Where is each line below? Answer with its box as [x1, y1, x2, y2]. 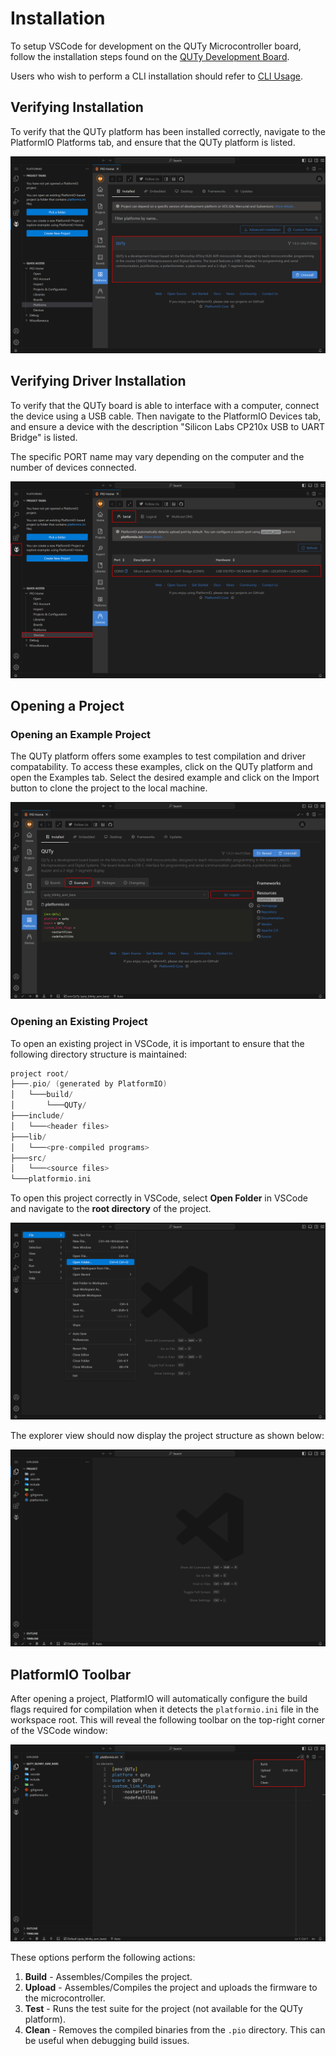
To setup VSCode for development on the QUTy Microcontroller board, [10, 40, 302, 52]
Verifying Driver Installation [10, 373, 187, 390]
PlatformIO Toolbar [10, 1666, 132, 1683]
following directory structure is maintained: [10, 1048, 187, 1060]
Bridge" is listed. [10, 431, 78, 443]
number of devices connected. [10, 461, 137, 473]
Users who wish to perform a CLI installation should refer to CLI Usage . [10, 70, 304, 82]
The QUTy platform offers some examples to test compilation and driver [10, 750, 306, 762]
